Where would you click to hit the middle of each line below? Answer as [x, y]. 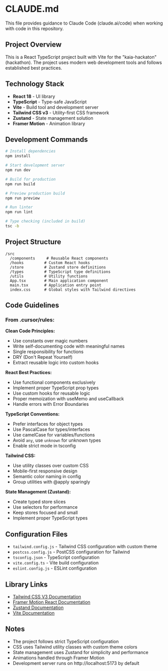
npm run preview [22, 198]
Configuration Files [37, 534]
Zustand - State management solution [53, 118]
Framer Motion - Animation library [49, 123]
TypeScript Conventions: [32, 414]
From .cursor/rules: [30, 320]
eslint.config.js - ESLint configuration [55, 568]
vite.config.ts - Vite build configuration [55, 563]
